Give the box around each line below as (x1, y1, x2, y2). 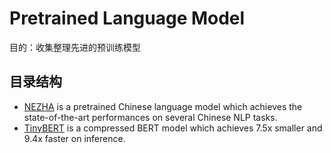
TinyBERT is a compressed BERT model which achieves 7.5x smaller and (23, 122, 323, 134)
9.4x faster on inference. (23, 132, 126, 144)
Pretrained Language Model (9, 7, 246, 30)
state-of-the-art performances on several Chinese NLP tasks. (23, 111, 278, 123)
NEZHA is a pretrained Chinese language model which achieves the (23, 100, 303, 112)
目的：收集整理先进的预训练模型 (9, 41, 141, 53)
